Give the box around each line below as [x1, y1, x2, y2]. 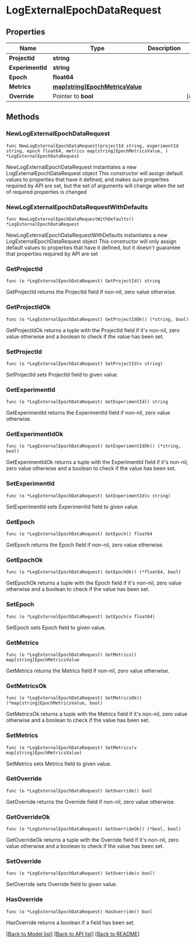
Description [148, 45, 181, 52]
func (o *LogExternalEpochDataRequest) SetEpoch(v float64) [6, 613, 156, 620]
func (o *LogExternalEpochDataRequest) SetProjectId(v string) [6, 361, 163, 367]
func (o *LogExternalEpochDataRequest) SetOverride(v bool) [6, 870, 156, 876]
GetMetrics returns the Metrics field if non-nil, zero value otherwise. [6, 667, 170, 674]
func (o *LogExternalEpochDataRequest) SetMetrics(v [6, 744, 137, 750]
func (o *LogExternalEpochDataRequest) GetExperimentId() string [6, 399, 168, 405]
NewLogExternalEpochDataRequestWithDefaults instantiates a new [6, 231, 168, 238]
